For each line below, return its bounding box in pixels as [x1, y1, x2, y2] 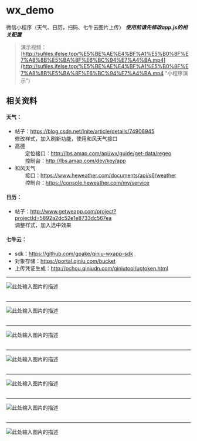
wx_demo [6, 4, 55, 17]
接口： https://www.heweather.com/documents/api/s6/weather [25, 172, 176, 179]
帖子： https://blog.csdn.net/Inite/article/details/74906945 [14, 128, 155, 135]
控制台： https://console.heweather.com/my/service [25, 179, 150, 186]
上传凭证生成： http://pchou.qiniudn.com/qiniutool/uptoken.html [14, 265, 168, 272]
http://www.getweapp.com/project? [30, 208, 117, 215]
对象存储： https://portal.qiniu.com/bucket [14, 257, 116, 265]
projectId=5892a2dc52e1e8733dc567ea [14, 214, 112, 221]
